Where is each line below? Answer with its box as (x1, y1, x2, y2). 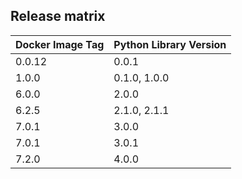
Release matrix (10, 8, 106, 25)
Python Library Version (113, 37, 227, 51)
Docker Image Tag (15, 37, 105, 51)
